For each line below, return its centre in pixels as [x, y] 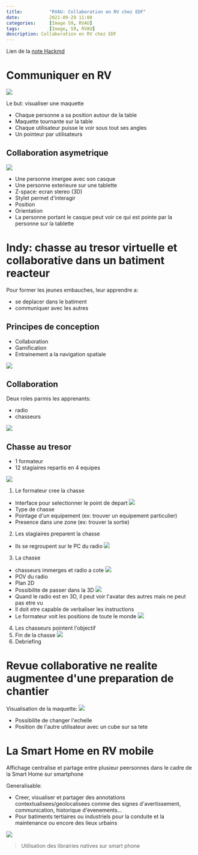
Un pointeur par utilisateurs [49, 134]
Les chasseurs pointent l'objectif [55, 628]
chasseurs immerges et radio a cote [59, 570]
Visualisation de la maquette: [42, 709]
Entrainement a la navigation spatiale [60, 354]
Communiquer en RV [59, 75]
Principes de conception [53, 327]
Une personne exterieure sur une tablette [66, 185]
